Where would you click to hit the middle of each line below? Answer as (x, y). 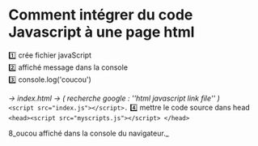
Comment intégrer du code (101, 15)
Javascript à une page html (102, 32)
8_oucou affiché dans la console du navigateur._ (89, 133)
